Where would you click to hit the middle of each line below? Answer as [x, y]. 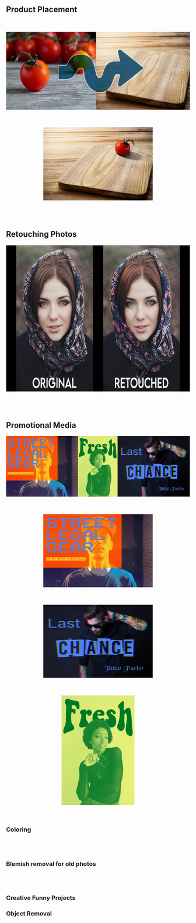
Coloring [19, 829]
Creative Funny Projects [41, 898]
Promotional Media [41, 425]
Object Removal [29, 913]
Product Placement [42, 10]
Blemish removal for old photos [51, 863]
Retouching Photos [41, 234]
